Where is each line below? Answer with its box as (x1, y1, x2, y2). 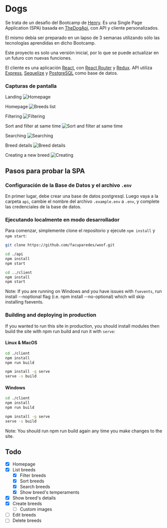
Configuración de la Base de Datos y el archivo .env (5, 181, 132, 188)
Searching (5, 133, 26, 139)
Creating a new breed (5, 152, 50, 158)
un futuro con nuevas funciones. (5, 55, 72, 61)
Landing (5, 94, 22, 100)
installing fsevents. (5, 299, 44, 305)
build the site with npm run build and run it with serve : (5, 328, 116, 334)
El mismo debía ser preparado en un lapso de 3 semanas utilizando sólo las (5, 35, 160, 41)
